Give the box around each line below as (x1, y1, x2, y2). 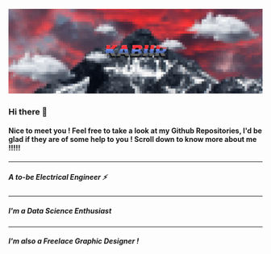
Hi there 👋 (8, 106, 48, 117)
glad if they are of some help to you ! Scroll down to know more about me (8, 135, 257, 144)
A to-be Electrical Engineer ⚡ (8, 172, 107, 181)
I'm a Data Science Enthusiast (8, 206, 112, 215)
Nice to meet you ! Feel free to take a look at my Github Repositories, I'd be (8, 126, 262, 135)
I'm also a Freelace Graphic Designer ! (8, 236, 140, 246)
